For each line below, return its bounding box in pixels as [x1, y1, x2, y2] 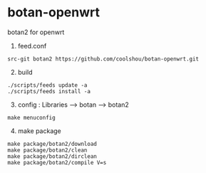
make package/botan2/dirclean [7, 152, 98, 160]
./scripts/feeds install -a [7, 88, 91, 95]
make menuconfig [7, 114, 56, 121]
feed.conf [17, 41, 47, 50]
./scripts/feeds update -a [7, 81, 88, 89]
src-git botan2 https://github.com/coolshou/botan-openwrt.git [7, 55, 200, 63]
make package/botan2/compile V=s [7, 159, 107, 166]
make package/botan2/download [7, 140, 98, 147]
